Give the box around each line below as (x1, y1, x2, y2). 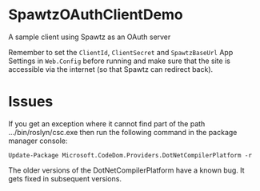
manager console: (8, 136, 68, 145)
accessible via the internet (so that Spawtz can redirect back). (8, 64, 214, 74)
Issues (8, 93, 54, 111)
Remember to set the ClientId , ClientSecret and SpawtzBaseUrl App (8, 47, 234, 57)
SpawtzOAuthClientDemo (8, 6, 184, 24)
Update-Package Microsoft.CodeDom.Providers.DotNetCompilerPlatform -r (8, 151, 252, 159)
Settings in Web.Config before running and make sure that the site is (8, 56, 230, 66)
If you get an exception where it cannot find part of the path (8, 118, 206, 129)
